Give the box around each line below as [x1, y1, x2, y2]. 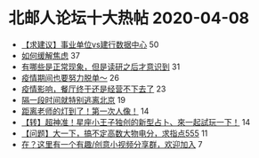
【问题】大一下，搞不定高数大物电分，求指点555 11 [20, 128, 208, 138]
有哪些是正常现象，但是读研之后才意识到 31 [20, 61, 181, 72]
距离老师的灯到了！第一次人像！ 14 [20, 106, 150, 116]
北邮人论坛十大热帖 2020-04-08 [8, 8, 250, 28]
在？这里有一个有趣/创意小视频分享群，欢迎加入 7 [20, 138, 203, 149]
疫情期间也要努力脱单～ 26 [20, 72, 119, 83]
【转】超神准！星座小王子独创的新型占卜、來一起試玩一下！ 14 [20, 116, 251, 127]
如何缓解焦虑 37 [20, 50, 81, 60]
